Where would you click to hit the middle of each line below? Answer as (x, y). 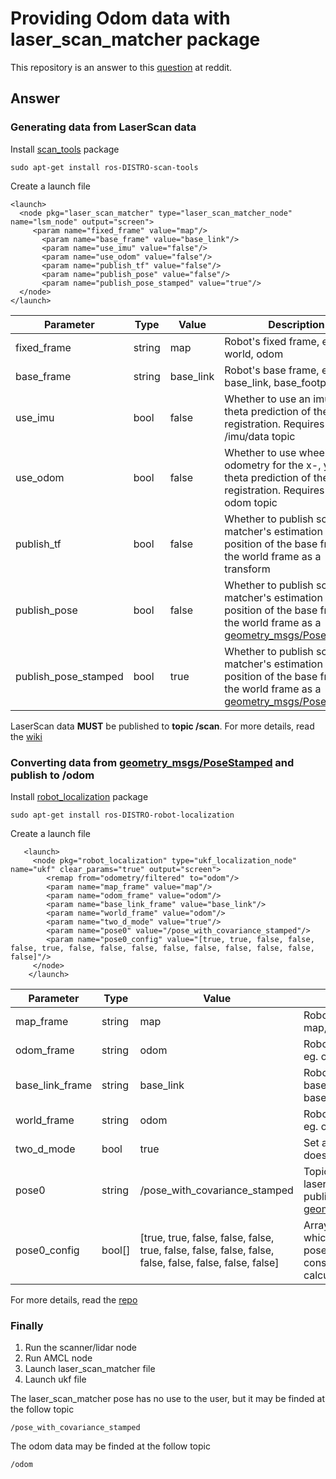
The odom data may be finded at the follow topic (110, 1446)
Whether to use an (268, 399)
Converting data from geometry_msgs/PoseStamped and (152, 762)
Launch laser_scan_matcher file (90, 1369)
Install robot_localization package (79, 796)
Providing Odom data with (120, 18)
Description (296, 324)
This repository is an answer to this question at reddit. (121, 67)
